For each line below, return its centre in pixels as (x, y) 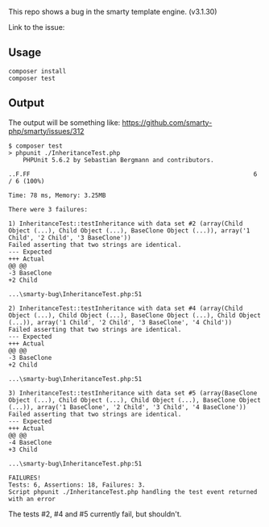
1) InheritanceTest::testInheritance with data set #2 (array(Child (126, 224)
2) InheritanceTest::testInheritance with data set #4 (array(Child (126, 308)
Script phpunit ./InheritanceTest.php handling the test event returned (133, 491)
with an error (32, 499)
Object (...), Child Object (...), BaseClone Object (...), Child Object (135, 315)
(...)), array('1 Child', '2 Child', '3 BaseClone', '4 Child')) (120, 322)
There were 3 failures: (48, 209)
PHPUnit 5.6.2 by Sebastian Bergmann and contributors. (119, 160)
